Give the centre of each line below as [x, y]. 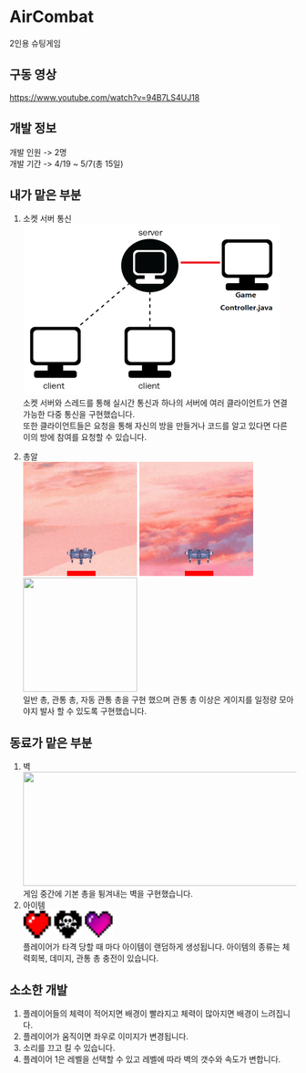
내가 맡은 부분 [46, 195]
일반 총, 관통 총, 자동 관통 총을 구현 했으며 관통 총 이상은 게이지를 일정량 [150, 700]
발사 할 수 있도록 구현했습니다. [93, 711]
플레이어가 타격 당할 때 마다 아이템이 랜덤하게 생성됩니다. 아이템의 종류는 [151, 947]
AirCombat [51, 17]
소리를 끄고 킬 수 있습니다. [69, 1048]
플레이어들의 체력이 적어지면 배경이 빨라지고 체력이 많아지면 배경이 [141, 1014]
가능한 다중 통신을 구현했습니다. [78, 415]
